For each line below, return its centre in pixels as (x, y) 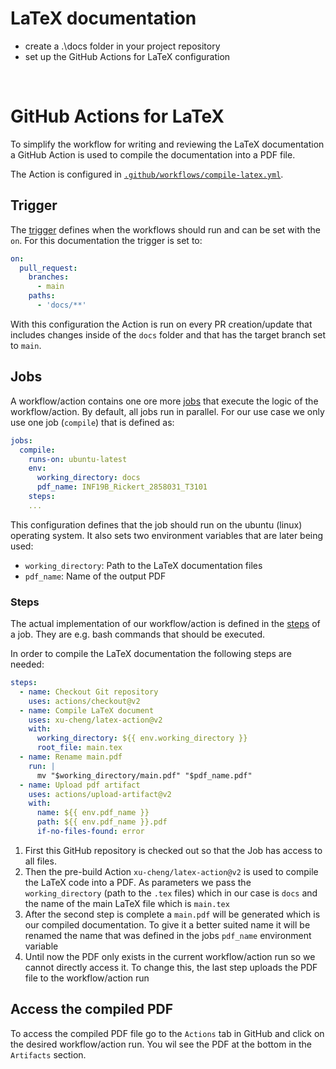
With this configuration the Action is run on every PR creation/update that (161, 324)
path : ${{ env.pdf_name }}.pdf (102, 822)
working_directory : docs (88, 478)
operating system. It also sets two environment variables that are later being (167, 535)
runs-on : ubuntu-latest (78, 459)
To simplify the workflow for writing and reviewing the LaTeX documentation (167, 144)
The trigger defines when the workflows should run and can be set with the (165, 229)
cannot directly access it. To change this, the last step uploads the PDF (171, 967)
